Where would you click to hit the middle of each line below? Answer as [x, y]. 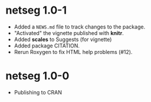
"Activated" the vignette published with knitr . [69, 33]
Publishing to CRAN [38, 92]
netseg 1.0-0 [37, 76]
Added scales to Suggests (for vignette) [63, 39]
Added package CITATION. [47, 46]
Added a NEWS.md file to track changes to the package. [80, 27]
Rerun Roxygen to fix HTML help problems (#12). [73, 52]
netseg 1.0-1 [36, 10]
